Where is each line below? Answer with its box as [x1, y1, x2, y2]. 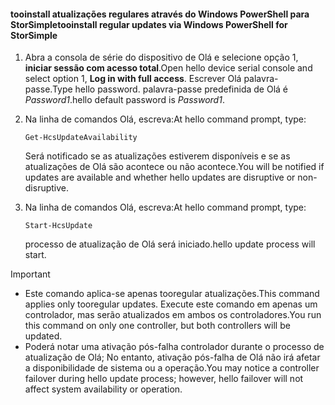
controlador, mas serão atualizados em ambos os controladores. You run [24, 309, 322, 321]
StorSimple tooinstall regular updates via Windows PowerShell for [10, 18, 288, 30]
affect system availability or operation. [24, 383, 183, 395]
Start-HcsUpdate [24, 221, 93, 231]
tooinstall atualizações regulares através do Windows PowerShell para [10, 8, 310, 20]
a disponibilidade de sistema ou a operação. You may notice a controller [24, 362, 320, 374]
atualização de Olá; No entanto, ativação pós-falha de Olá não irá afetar [24, 351, 321, 364]
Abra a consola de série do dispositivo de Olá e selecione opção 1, [24, 51, 299, 64]
